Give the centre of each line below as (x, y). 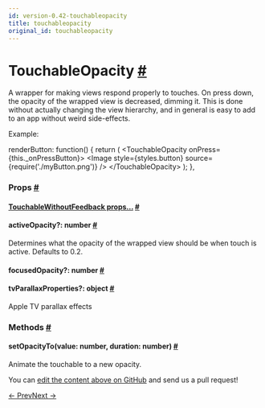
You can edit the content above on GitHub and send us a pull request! (123, 380)
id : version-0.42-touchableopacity (68, 16)
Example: (24, 134)
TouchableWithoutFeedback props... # (74, 207)
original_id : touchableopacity (61, 31)
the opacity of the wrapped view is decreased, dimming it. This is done (126, 101)
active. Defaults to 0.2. (46, 252)
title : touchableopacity (50, 23)
